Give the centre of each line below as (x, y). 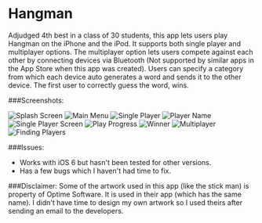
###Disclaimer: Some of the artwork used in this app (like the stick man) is (129, 185)
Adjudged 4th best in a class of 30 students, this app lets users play (118, 35)
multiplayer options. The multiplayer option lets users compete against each (131, 52)
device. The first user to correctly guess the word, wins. (99, 85)
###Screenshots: (36, 100)
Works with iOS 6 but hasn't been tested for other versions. (115, 162)
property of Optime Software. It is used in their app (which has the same (125, 194)
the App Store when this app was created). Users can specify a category (126, 68)
